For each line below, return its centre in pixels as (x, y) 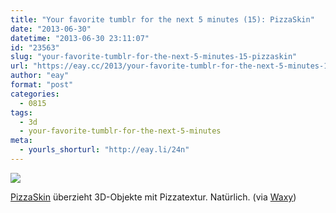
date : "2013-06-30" (51, 29)
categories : (35, 94)
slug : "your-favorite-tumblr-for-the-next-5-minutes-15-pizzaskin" (154, 57)
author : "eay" (40, 76)
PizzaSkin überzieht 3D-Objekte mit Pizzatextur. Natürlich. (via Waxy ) (153, 197)
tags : (21, 112)
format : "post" (42, 85)
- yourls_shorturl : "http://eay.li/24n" (104, 150)
